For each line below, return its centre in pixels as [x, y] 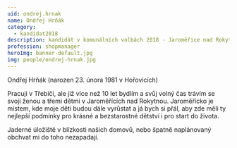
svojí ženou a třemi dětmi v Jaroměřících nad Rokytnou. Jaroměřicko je [110, 101]
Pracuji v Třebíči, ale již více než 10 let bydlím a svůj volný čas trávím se [111, 93]
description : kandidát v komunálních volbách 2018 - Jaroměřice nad [110, 40]
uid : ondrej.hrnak [34, 14]
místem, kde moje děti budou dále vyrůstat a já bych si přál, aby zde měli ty [117, 108]
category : [22, 27]
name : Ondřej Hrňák [36, 20]
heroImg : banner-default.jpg [50, 54]
